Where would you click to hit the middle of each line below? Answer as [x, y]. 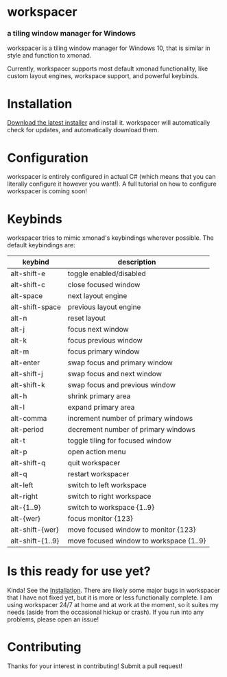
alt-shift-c [28, 285]
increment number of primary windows [130, 419]
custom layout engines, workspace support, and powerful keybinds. [103, 76]
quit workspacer [94, 463]
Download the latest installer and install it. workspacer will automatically [109, 123]
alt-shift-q [28, 463]
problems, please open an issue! [53, 619]
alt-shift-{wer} [35, 530]
